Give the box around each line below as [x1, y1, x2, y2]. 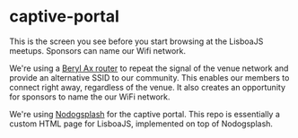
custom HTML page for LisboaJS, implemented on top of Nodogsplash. [9, 118, 274, 129]
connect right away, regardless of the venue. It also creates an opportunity [9, 82, 285, 92]
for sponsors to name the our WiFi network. [9, 91, 171, 102]
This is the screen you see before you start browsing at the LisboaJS [9, 36, 264, 47]
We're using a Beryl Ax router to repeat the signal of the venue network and [9, 63, 289, 73]
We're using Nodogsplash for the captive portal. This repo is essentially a [9, 108, 281, 119]
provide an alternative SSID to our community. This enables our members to [9, 72, 290, 82]
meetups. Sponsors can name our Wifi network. [9, 45, 187, 56]
